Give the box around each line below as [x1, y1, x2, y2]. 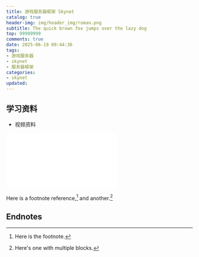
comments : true [6, 36, 44, 42]
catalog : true [6, 14, 41, 20]
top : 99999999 [6, 31, 41, 37]
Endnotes [6, 211, 43, 221]
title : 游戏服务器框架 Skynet [6, 8, 75, 15]
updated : [6, 81, 28, 87]
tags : [6, 47, 20, 53]
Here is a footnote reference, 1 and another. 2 [6, 193, 113, 202]
